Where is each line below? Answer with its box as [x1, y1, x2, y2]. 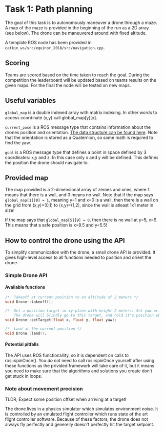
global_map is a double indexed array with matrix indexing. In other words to [5, 109, 158, 115]
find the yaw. [5, 139, 31, 145]
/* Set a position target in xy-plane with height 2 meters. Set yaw [5, 308, 152, 314]
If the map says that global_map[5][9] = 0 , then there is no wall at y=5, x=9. [5, 217, 158, 223]
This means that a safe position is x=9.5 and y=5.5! [5, 222, 107, 228]
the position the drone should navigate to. [5, 159, 89, 165]
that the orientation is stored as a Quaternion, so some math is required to [5, 135, 154, 140]
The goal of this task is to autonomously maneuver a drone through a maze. [5, 20, 158, 25]
